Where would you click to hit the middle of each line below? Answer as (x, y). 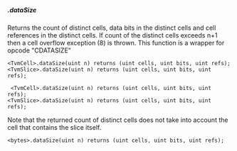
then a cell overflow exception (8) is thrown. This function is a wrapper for (116, 43)
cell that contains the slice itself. (54, 127)
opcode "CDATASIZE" (39, 50)
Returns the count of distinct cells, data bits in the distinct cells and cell (112, 28)
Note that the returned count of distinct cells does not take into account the (118, 120)
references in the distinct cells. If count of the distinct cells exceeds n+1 (112, 35)
